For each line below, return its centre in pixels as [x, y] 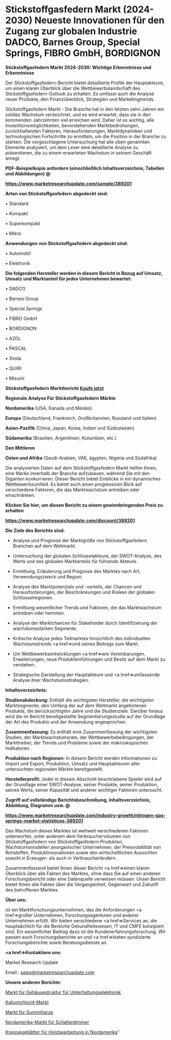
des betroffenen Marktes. [32, 889]
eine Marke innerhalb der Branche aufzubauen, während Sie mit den [78, 473]
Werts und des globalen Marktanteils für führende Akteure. [75, 561]
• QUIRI [13, 368]
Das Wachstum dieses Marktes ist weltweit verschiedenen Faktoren [77, 830]
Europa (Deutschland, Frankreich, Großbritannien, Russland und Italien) [81, 418]
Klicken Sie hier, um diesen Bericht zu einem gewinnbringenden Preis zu [84, 505]
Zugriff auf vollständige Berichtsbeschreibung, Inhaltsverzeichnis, [78, 800]
